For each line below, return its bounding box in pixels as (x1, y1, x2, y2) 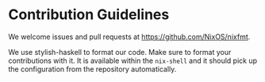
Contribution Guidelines (8, 6, 170, 24)
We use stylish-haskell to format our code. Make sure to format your (8, 47, 232, 57)
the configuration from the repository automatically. (8, 64, 177, 73)
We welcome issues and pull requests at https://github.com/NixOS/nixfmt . (8, 32, 251, 41)
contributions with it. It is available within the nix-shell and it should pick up (8, 56, 258, 65)
